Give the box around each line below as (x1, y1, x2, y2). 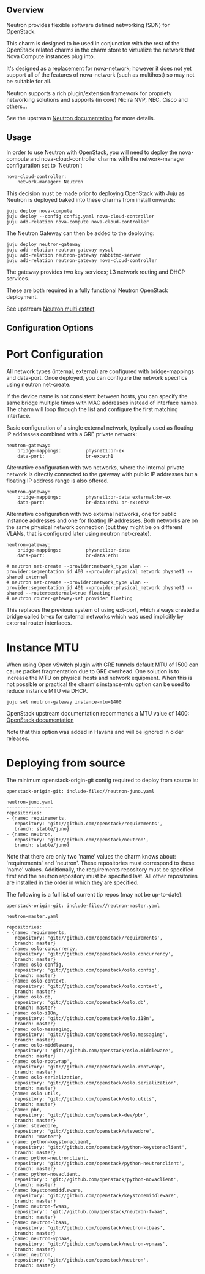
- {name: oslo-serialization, (6, 1074, 84, 1081)
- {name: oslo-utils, (6, 1091, 62, 1097)
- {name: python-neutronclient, (6, 1155, 89, 1161)
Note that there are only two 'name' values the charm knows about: (6, 852, 176, 860)
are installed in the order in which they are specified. (6, 879, 139, 886)
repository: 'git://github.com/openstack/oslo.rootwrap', (14, 1064, 166, 1070)
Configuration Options (6, 323, 94, 333)
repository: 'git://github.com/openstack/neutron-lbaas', (14, 1224, 166, 1231)
